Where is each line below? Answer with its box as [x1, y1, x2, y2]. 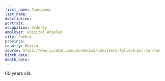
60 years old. [5, 70, 32, 76]
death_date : [5, 57, 29, 62]
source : [5, 48, 21, 53]
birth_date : [5, 52, 29, 58]
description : [5, 16, 32, 21]
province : [5, 39, 26, 44]
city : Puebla [5, 35, 32, 40]
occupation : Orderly [5, 25, 48, 30]
